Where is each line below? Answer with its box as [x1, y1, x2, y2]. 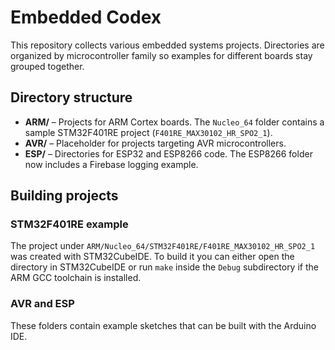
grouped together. [10, 60, 85, 72]
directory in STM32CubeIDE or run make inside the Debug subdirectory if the [10, 261, 319, 273]
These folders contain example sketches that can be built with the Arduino [10, 319, 317, 331]
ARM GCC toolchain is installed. [10, 272, 142, 284]
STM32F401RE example [10, 217, 129, 231]
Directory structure [10, 89, 133, 106]
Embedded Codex [10, 6, 162, 29]
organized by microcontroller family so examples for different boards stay [10, 49, 313, 61]
